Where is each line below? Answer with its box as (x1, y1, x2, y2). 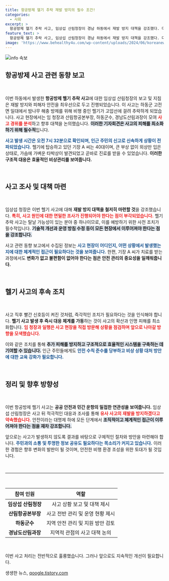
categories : (5, 12, 30, 17)
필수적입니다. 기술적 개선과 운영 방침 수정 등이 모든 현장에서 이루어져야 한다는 (5, 225, 155, 231)
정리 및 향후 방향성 (5, 380, 59, 389)
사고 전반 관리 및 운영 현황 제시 (46, 510, 115, 517)
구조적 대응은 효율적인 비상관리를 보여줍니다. (5, 156, 92, 162)
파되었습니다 (5, 143, 30, 150)
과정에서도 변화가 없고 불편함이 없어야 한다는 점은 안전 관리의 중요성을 (5, 255, 141, 261)
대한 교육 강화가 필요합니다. (10, 354, 64, 360)
